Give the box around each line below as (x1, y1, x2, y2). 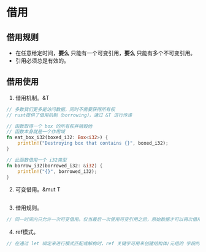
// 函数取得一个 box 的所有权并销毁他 (6, 123, 93, 129)
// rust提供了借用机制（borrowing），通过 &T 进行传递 (6, 112, 132, 118)
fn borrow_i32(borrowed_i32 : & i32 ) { (6, 162, 103, 169)
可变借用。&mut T (15, 186, 61, 193)
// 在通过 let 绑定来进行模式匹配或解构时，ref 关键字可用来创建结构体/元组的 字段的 (6, 240, 200, 247)
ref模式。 (15, 228, 39, 236)
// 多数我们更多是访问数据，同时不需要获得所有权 (6, 106, 115, 112)
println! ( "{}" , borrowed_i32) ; (17, 168, 97, 175)
